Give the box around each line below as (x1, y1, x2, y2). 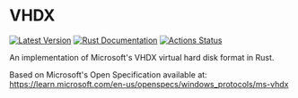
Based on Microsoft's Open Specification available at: (9, 69, 208, 80)
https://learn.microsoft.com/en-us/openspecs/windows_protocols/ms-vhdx (9, 78, 289, 89)
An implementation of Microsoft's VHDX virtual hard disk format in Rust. (9, 52, 275, 62)
